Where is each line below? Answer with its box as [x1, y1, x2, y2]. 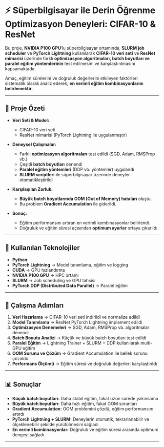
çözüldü [12, 356, 29, 362]
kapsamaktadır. [5, 65, 36, 72]
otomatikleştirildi [19, 177, 53, 183]
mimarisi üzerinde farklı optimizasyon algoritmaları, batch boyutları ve [5, 55, 150, 61]
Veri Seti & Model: [12, 117, 50, 123]
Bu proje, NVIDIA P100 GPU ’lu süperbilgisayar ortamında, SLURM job [5, 45, 145, 51]
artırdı [12, 411, 24, 417]
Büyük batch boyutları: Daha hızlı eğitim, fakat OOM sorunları [12, 401, 137, 406]
